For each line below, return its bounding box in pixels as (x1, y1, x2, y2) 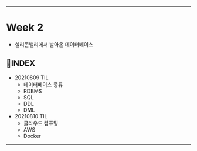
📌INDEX (6, 58, 36, 68)
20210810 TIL (14, 112, 48, 119)
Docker (23, 132, 41, 139)
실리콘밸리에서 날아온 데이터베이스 (14, 41, 94, 48)
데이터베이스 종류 (23, 80, 63, 88)
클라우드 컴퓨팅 (23, 119, 59, 126)
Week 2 (6, 21, 44, 34)
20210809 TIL (14, 74, 49, 81)
